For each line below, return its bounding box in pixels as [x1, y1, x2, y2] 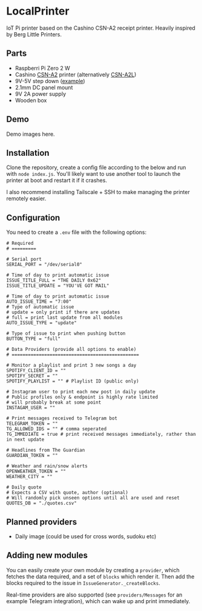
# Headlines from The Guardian [6, 447, 85, 453]
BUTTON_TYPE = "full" [6, 336, 61, 342]
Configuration [6, 212, 60, 222]
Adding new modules [6, 550, 88, 561]
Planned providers [6, 516, 77, 527]
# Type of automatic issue [6, 304, 74, 310]
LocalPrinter [6, 4, 70, 18]
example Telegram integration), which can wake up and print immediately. [6, 597, 191, 604]
